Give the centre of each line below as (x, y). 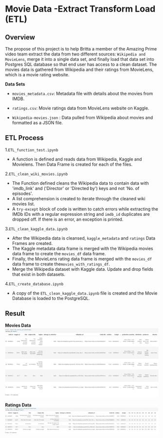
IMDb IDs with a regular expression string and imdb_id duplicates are (81, 214)
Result (15, 314)
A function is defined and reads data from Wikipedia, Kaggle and (77, 159)
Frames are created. (32, 243)
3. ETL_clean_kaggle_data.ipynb (36, 228)
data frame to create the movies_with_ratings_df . (61, 264)
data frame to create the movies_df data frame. (59, 253)
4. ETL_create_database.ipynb (34, 283)
